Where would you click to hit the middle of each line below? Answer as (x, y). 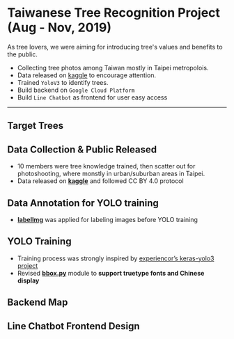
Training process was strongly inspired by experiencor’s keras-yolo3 (116, 258)
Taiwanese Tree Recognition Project (114, 13)
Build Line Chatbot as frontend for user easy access (92, 97)
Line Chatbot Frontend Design (74, 326)
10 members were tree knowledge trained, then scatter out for (106, 166)
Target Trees (36, 126)
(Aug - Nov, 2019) (60, 27)
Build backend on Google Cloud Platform (76, 90)
